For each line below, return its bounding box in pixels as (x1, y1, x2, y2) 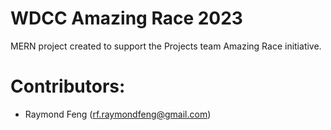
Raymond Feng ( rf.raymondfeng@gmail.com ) (24, 108, 212, 120)
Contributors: (10, 75, 126, 98)
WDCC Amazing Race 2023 (10, 7, 243, 30)
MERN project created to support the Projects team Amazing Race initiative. (10, 40, 322, 52)
